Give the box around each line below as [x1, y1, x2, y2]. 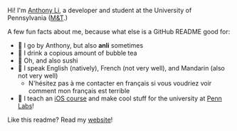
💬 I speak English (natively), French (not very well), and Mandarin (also [17, 64, 226, 72]
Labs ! [17, 102, 34, 110]
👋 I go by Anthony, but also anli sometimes [17, 41, 144, 49]
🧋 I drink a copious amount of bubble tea [17, 49, 137, 57]
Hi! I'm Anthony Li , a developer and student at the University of [7, 6, 192, 14]
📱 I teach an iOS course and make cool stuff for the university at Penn [17, 94, 223, 103]
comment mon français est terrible [28, 87, 130, 95]
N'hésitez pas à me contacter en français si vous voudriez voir [28, 79, 212, 88]
